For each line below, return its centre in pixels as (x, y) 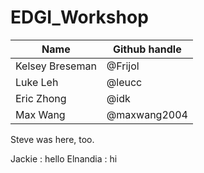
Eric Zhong (41, 98)
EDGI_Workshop (79, 17)
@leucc (124, 82)
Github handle (147, 49)
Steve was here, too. (52, 139)
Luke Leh (37, 82)
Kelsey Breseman (56, 66)
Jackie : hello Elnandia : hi (64, 158)
